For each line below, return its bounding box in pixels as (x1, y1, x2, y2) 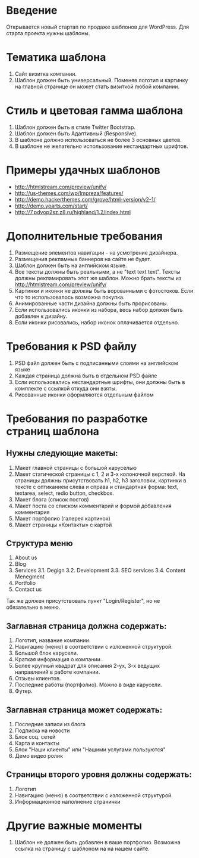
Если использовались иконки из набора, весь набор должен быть (14, 306, 183, 313)
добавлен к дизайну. (14, 312, 67, 320)
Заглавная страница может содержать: (6, 705, 163, 715)
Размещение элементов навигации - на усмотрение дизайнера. (14, 249, 178, 256)
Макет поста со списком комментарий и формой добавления (14, 502, 172, 509)
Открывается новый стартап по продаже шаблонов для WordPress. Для (6, 23, 189, 30)
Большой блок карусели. (14, 649, 78, 656)
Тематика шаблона (6, 51, 106, 64)
